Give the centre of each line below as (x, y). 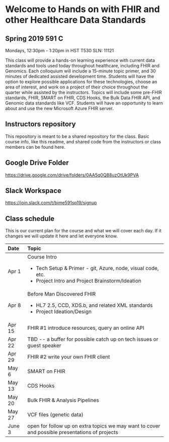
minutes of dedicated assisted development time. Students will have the (80, 76)
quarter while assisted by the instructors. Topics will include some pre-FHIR (83, 92)
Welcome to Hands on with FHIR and (82, 9)
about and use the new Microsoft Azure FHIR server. (60, 108)
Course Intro (42, 257)
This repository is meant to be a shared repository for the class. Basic (77, 136)
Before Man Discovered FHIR (62, 294)
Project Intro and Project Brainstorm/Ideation (89, 281)
